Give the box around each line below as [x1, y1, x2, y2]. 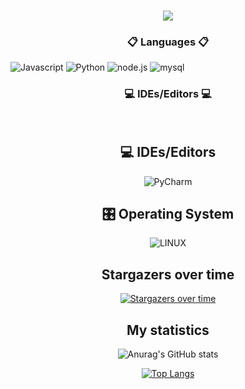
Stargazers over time [101, 266, 235, 283]
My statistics [126, 321, 210, 339]
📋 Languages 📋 [126, 35, 210, 49]
